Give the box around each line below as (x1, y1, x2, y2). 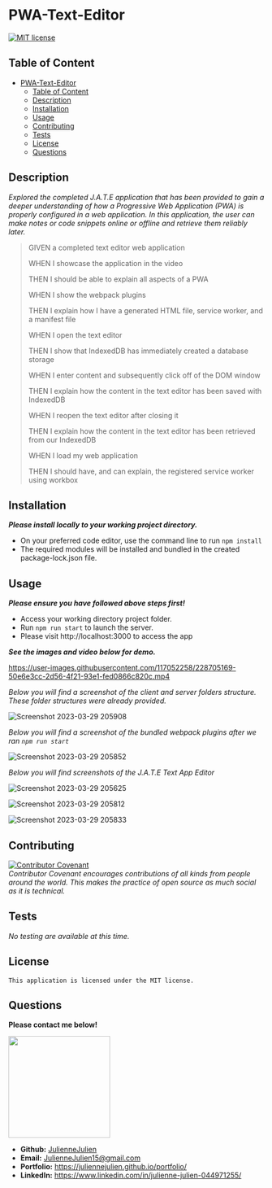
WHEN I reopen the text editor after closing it (28, 410, 179, 420)
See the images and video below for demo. (8, 647, 156, 657)
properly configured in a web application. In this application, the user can (8, 209, 255, 219)
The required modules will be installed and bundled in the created (19, 544, 240, 554)
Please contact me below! (8, 1020, 97, 1030)
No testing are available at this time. (8, 931, 130, 941)
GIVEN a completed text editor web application (28, 242, 185, 252)
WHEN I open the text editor (28, 330, 123, 339)
